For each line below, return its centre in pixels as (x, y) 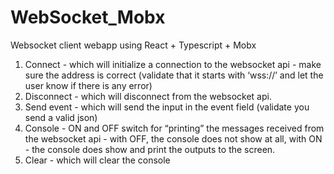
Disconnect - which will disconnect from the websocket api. (148, 96)
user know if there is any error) (88, 85)
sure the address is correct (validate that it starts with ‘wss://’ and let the (174, 75)
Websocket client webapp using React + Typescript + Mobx (133, 45)
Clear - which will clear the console (97, 160)
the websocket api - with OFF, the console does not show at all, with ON (173, 138)
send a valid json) (61, 117)
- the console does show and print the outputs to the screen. (150, 149)
